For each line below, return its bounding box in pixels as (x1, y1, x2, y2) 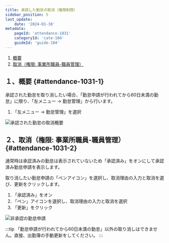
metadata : (5, 26, 26, 31)
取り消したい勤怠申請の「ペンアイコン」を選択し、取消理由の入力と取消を (5, 175, 160, 181)
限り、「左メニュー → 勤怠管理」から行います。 (18, 98, 116, 104)
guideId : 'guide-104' (14, 40, 60, 45)
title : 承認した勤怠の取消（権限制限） (5, 7, 78, 13)
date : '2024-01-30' (14, 21, 55, 27)
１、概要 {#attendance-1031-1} (5, 77, 104, 86)
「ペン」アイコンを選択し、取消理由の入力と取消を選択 (12, 198, 128, 205)
